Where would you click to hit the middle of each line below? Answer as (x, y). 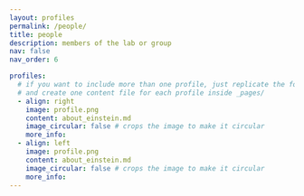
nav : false (30, 51)
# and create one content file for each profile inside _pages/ (141, 93)
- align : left (44, 144)
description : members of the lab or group (90, 43)
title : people (36, 34)
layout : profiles (42, 18)
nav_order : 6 (34, 60)
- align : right (46, 101)
